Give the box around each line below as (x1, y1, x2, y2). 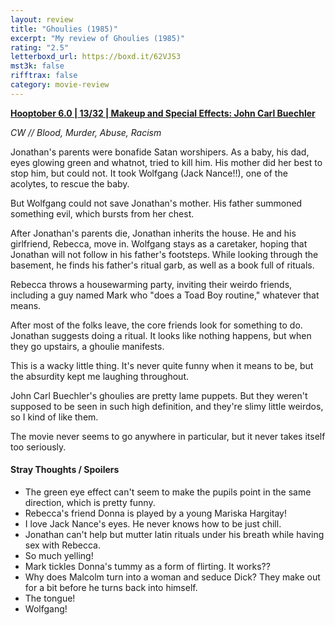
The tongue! (24, 592, 76, 604)
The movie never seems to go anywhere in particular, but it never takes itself (10, 430, 326, 442)
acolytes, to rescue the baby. (10, 177, 130, 190)
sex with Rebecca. (24, 539, 101, 551)
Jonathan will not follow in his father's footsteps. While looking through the (10, 248, 319, 260)
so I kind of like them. (10, 411, 99, 423)
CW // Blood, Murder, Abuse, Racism (10, 126, 162, 138)
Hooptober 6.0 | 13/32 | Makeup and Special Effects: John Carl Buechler (10, 107, 316, 119)
